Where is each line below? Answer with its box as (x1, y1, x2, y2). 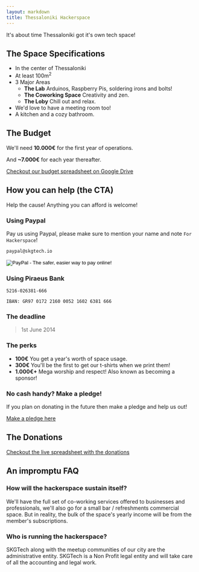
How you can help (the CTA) (6, 185, 114, 195)
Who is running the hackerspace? (6, 532, 107, 541)
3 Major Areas (14, 78, 51, 85)
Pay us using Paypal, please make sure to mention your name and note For (6, 230, 192, 237)
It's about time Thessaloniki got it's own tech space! (6, 31, 136, 38)
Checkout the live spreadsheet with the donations (6, 448, 130, 455)
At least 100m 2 (14, 71, 52, 79)
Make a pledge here (6, 415, 56, 422)
